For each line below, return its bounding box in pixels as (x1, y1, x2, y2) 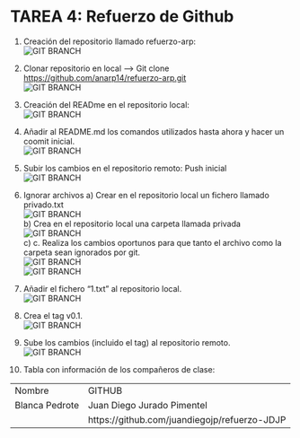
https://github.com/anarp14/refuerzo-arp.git (22, 72, 187, 83)
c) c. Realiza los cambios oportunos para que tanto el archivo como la (22, 237, 282, 248)
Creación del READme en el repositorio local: (22, 99, 190, 109)
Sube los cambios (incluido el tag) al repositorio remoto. (22, 337, 231, 347)
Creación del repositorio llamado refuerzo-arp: (22, 36, 197, 47)
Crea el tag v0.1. (22, 310, 84, 320)
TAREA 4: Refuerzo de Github (10, 6, 234, 27)
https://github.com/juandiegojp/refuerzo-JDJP (87, 413, 287, 425)
